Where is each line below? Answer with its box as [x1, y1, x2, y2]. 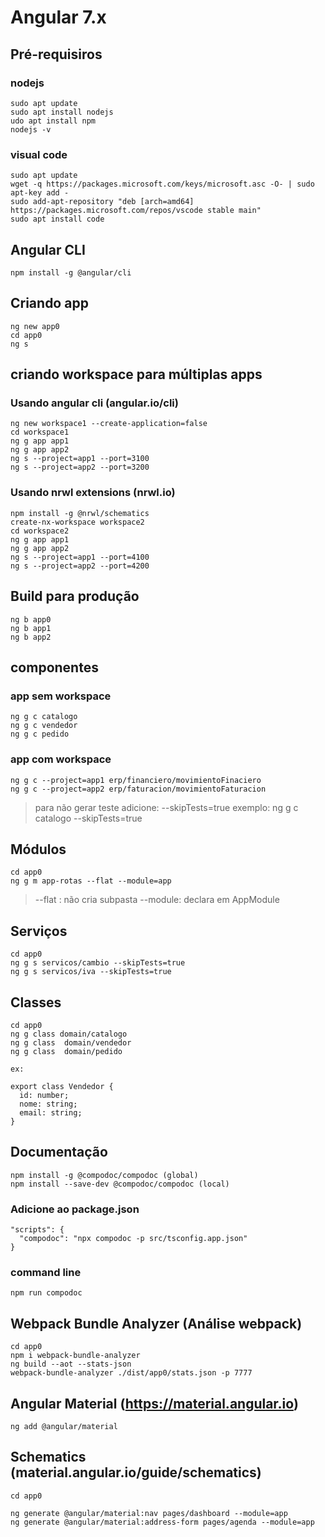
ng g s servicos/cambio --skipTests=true [10, 958, 186, 968]
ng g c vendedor [10, 721, 78, 731]
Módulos [10, 841, 67, 858]
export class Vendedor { [10, 1082, 114, 1092]
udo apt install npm [10, 116, 97, 126]
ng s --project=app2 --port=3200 [10, 462, 150, 473]
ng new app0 [10, 321, 60, 331]
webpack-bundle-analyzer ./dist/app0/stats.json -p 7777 [10, 1368, 253, 1378]
